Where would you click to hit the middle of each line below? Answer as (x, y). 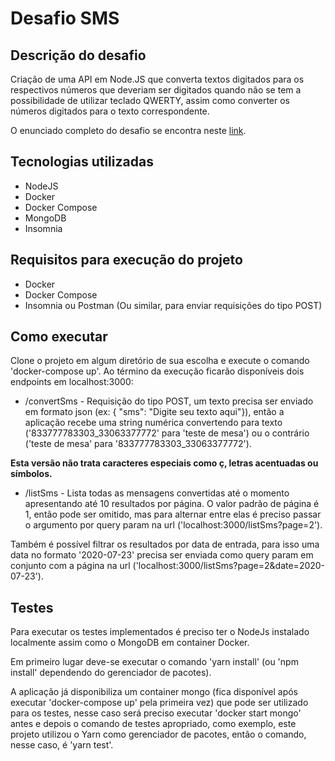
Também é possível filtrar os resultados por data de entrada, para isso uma (165, 544)
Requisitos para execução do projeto (126, 260)
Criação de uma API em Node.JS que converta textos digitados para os (157, 79)
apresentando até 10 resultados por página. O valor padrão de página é (172, 504)
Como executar (59, 337)
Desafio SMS (65, 18)
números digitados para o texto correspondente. (110, 111)
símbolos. (31, 474)
